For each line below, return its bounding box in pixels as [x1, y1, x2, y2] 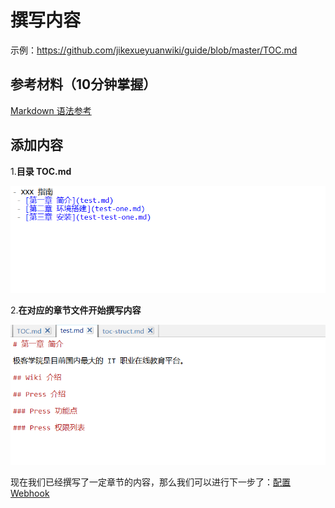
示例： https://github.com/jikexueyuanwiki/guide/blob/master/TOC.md [10, 44, 298, 56]
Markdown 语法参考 [10, 104, 92, 116]
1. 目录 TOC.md [10, 165, 72, 177]
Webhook [10, 487, 50, 500]
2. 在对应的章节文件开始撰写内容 [10, 304, 142, 316]
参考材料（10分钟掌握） [10, 76, 157, 93]
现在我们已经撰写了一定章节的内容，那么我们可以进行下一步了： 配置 [10, 476, 291, 488]
